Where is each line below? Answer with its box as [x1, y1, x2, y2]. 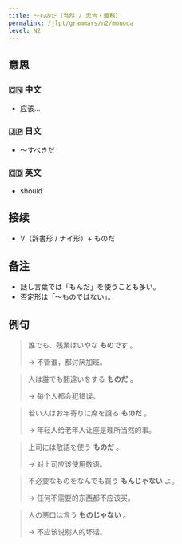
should [19, 185, 43, 196]
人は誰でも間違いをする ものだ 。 [27, 375, 137, 384]
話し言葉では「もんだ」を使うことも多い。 [19, 282, 160, 292]
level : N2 [8, 26, 42, 34]
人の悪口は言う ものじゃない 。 [27, 510, 130, 520]
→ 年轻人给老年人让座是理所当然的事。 [27, 425, 156, 435]
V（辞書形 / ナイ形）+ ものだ [19, 233, 116, 244]
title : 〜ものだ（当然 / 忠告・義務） [8, 11, 122, 20]
